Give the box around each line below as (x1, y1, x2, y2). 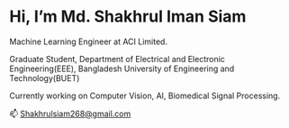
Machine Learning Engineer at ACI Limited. (9, 36, 168, 47)
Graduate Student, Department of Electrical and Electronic (9, 53, 225, 64)
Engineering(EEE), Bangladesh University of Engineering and (9, 63, 235, 74)
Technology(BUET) (9, 72, 80, 83)
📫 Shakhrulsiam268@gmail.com (9, 108, 131, 119)
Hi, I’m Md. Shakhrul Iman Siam (9, 6, 247, 27)
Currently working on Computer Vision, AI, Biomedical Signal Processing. (9, 90, 281, 101)
